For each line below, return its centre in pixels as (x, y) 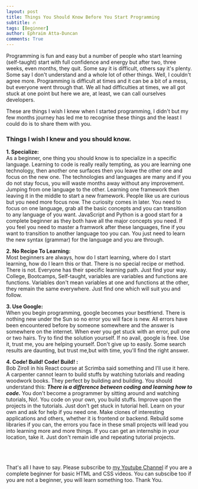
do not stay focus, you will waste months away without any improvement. (95, 183)
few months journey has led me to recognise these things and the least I (94, 118)
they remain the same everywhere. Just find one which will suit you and (93, 289)
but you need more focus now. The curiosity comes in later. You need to (94, 202)
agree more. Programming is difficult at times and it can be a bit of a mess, (97, 81)
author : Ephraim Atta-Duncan (42, 34)
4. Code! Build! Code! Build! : (42, 362)
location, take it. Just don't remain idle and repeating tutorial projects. (91, 437)
